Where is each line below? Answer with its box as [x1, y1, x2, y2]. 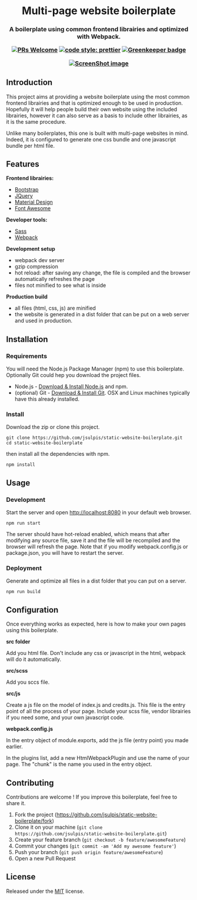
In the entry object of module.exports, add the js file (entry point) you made [6, 737, 189, 744]
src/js [6, 690, 21, 697]
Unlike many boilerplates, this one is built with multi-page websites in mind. [6, 130, 189, 137]
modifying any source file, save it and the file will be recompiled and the [6, 537, 181, 544]
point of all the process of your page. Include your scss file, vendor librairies [6, 708, 191, 715]
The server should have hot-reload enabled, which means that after [6, 531, 170, 538]
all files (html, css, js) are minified [14, 305, 96, 312]
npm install [6, 462, 35, 468]
